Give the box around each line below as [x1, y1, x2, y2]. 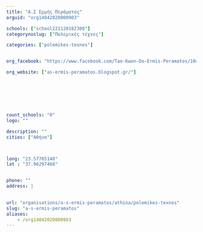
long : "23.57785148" [6, 156, 59, 162]
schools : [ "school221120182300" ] [6, 25, 91, 31]
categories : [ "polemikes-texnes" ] [6, 42, 94, 48]
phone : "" [6, 177, 31, 184]
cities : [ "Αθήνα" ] [6, 134, 53, 140]
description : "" [6, 128, 47, 134]
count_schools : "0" [6, 112, 56, 118]
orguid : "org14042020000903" [6, 15, 80, 21]
